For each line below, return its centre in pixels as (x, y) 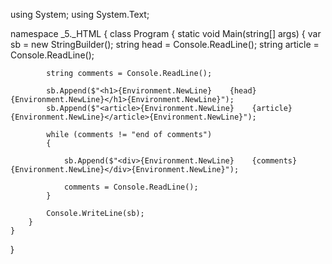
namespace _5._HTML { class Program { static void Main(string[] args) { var (166, 33)
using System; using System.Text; (80, 14)
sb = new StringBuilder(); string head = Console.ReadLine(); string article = (165, 44)
